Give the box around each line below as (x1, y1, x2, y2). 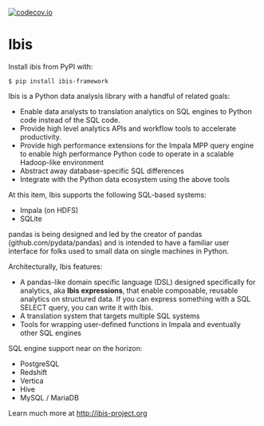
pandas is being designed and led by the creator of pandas (8, 229, 203, 239)
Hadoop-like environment (19, 157, 104, 167)
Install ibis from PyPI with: (8, 61, 93, 71)
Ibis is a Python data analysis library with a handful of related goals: (8, 91, 231, 101)
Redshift (19, 367, 48, 377)
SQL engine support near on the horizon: (8, 343, 143, 353)
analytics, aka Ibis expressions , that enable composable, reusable (19, 286, 238, 295)
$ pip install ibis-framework (8, 77, 109, 85)
